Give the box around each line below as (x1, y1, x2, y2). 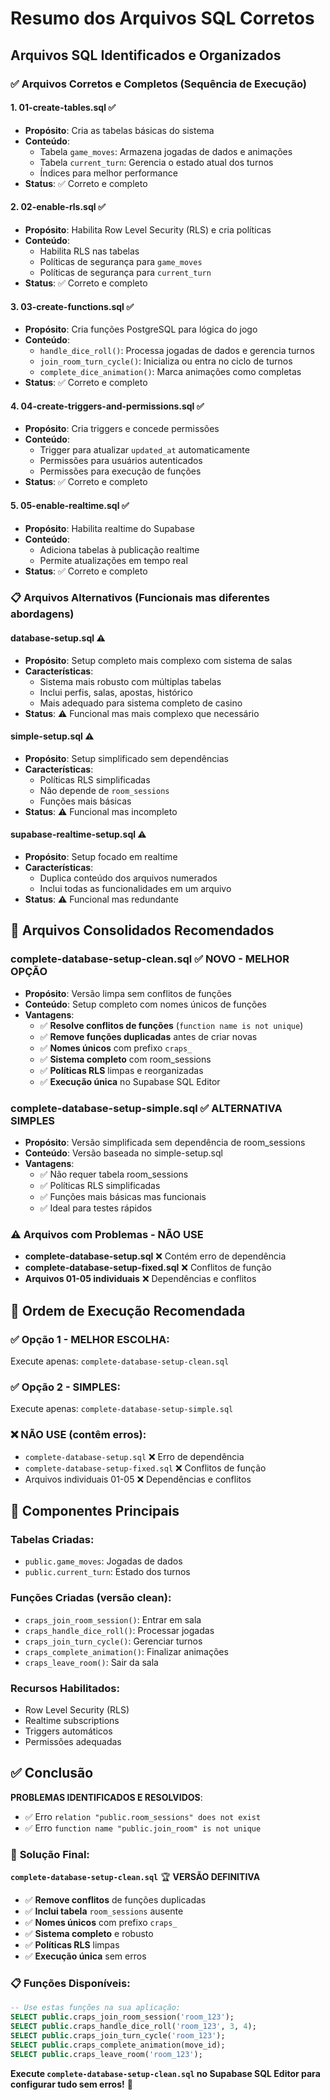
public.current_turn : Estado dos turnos (24, 1566, 191, 1578)
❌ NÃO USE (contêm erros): (10, 1428, 147, 1442)
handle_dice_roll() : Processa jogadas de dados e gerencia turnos (39, 345, 315, 357)
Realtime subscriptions (24, 1714, 120, 1726)
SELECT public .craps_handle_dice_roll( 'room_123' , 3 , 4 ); (10, 2022, 257, 2032)
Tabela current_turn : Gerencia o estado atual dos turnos (39, 156, 274, 168)
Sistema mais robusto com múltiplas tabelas (39, 675, 222, 687)
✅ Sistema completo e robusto (24, 1928, 154, 1939)
